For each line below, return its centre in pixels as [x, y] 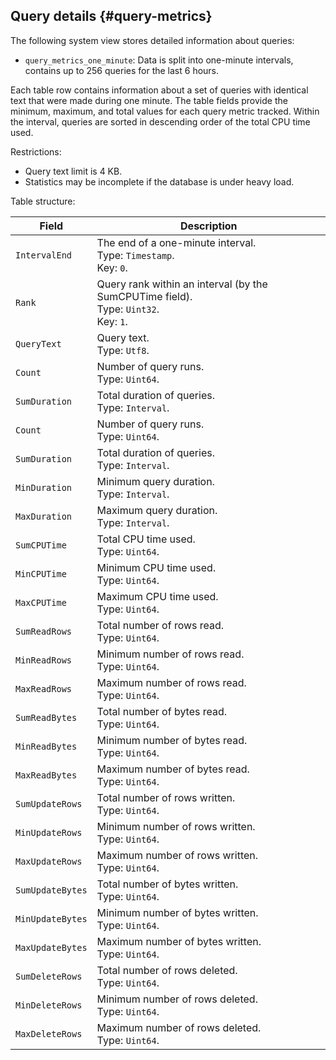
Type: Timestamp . [135, 255]
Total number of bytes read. [162, 711]
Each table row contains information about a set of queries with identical [159, 90]
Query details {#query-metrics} [111, 16]
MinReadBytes [46, 746]
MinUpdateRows [49, 832]
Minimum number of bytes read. [172, 740]
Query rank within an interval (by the [182, 284]
